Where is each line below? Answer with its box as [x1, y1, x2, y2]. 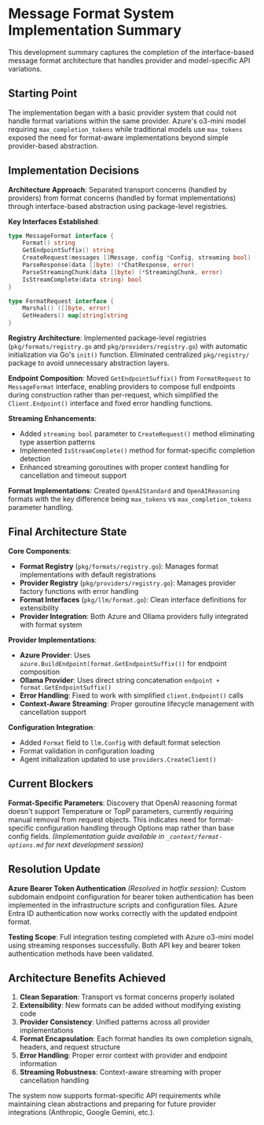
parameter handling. [8, 503, 74, 512]
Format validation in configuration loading [19, 746, 155, 755]
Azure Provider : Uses [19, 650, 91, 660]
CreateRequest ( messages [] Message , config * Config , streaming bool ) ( [22, 254, 258, 262]
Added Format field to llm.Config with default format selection [19, 738, 221, 747]
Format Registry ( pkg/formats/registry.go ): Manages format [19, 561, 218, 570]
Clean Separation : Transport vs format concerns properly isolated [19, 992, 235, 1002]
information [19, 1059, 57, 1068]
